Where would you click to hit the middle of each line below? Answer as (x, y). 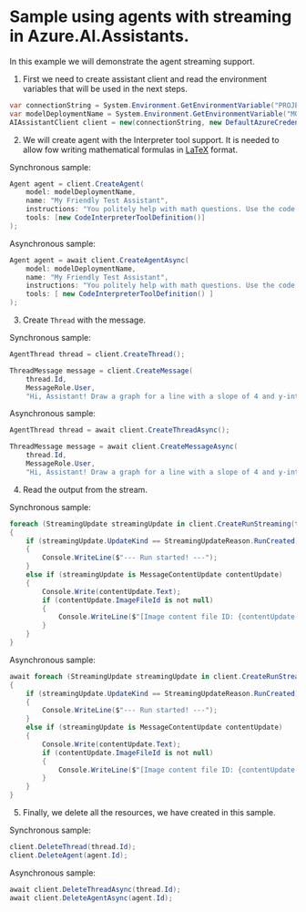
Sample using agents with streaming (151, 17)
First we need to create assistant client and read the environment (144, 78)
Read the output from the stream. (85, 489)
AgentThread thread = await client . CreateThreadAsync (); (120, 430)
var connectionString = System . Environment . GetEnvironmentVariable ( (142, 105)
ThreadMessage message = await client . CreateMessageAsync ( (124, 447)
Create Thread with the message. (84, 320)
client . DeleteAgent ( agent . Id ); (69, 855)
